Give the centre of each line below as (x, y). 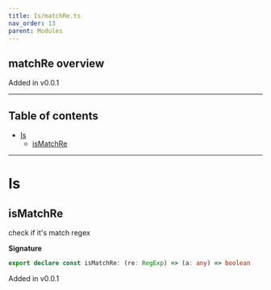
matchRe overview (56, 63)
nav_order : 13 (32, 23)
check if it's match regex (50, 233)
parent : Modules (35, 31)
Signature (25, 248)
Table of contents (53, 116)
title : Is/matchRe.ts (45, 16)
